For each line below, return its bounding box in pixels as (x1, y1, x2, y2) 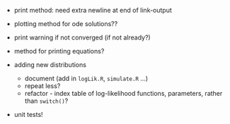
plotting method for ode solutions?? (13, 20, 118, 27)
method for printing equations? (13, 47, 105, 55)
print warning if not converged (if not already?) (13, 33, 151, 42)
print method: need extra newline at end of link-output (13, 6, 172, 14)
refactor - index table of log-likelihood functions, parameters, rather (24, 89, 223, 97)
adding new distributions (13, 61, 87, 69)
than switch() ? (24, 97, 69, 105)
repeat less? (24, 82, 61, 90)
